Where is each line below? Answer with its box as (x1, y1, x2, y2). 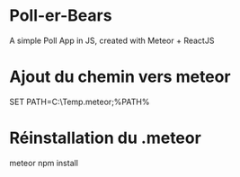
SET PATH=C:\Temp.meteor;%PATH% (9, 96, 150, 107)
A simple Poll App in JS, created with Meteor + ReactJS (9, 35, 215, 46)
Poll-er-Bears (9, 5, 112, 26)
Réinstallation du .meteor (9, 128, 202, 148)
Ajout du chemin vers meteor (9, 66, 231, 87)
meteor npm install (9, 157, 79, 168)
